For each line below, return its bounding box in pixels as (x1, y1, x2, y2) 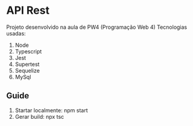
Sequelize (14, 67, 40, 74)
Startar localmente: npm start (14, 106, 88, 114)
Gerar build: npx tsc (14, 113, 65, 120)
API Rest (6, 4, 50, 17)
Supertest (14, 61, 40, 68)
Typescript (14, 47, 42, 55)
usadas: (6, 29, 26, 37)
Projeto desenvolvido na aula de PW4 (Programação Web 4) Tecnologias (6, 23, 188, 31)
